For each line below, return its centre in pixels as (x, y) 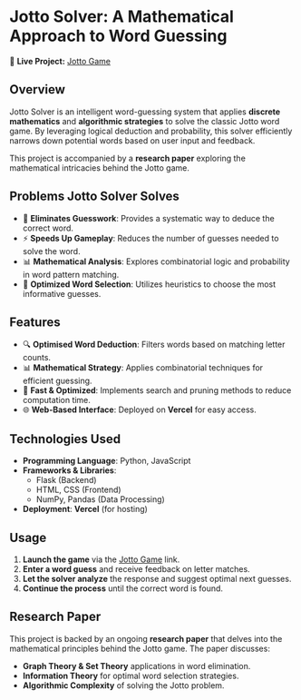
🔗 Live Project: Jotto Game (60, 61)
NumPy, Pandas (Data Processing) (100, 499)
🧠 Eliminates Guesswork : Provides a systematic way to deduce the (148, 218)
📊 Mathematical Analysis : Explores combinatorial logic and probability (156, 261)
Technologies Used (65, 439)
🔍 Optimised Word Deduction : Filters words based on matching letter (154, 345)
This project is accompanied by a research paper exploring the (128, 158)
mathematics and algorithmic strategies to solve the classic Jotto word (145, 121)
